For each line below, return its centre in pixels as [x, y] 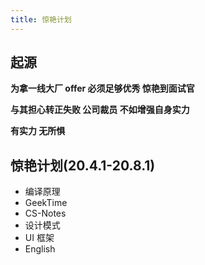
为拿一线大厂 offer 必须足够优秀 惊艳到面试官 [102, 88]
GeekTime [46, 203]
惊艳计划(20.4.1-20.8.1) [83, 165]
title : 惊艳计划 [41, 19]
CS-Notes [45, 213]
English [40, 249]
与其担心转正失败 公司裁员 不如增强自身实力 [100, 110]
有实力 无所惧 [38, 131]
